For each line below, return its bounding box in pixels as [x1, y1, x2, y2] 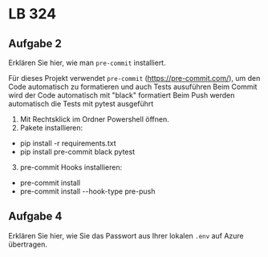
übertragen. [8, 239, 48, 249]
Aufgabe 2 [8, 37, 63, 50]
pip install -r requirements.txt [19, 139, 116, 148]
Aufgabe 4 [8, 210, 63, 223]
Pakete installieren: [19, 123, 83, 132]
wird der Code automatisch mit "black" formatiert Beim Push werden [8, 90, 235, 100]
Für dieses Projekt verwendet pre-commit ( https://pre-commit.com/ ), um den [8, 74, 261, 82]
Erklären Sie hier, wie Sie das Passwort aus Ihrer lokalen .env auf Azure [8, 231, 245, 240]
